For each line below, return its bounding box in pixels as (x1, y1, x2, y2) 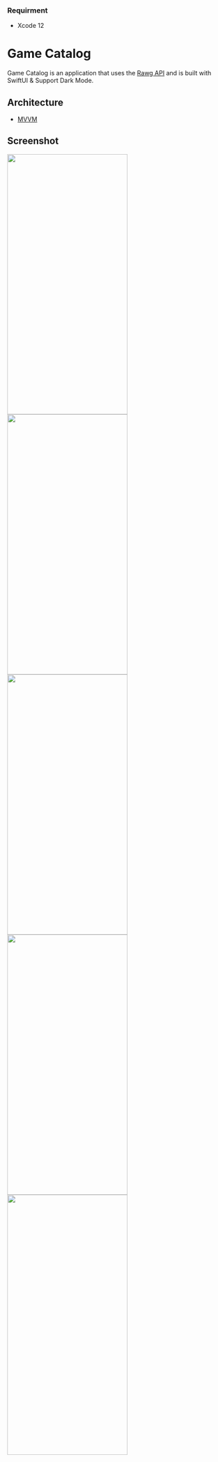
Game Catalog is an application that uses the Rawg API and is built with (7, 69, 212, 77)
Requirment (7, 6, 48, 15)
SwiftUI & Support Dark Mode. (7, 76, 94, 85)
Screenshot (7, 135, 59, 147)
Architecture (7, 96, 64, 108)
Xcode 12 (17, 22, 45, 30)
